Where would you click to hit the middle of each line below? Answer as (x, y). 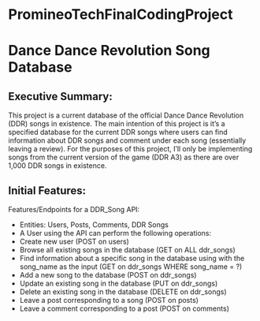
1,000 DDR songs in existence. (58, 166)
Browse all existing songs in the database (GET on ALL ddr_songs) (128, 250)
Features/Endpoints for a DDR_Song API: (74, 209)
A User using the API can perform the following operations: (115, 233)
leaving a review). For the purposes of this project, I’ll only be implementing (130, 149)
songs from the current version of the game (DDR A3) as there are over (124, 157)
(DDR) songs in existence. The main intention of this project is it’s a (117, 124)
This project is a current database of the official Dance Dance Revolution (126, 115)
